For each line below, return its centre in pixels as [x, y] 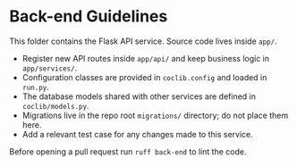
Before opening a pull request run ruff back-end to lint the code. [128, 151]
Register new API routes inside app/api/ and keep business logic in [146, 58]
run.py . [35, 87]
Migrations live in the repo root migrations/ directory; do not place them [155, 115]
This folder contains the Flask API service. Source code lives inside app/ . [143, 41]
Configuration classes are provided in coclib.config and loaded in [144, 77]
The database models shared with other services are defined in [139, 96]
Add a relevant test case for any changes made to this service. [137, 134]
